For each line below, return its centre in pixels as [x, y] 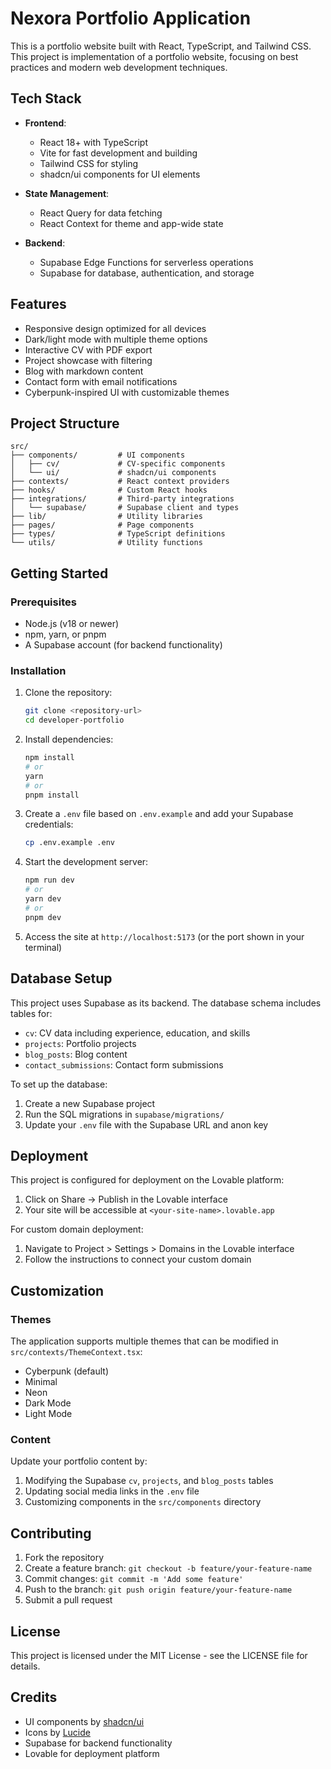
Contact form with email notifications [101, 381]
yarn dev [43, 899]
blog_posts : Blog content [76, 1054]
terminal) [43, 947]
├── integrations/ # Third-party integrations [122, 499]
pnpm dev [43, 917]
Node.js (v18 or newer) [72, 624]
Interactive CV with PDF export [88, 349]
